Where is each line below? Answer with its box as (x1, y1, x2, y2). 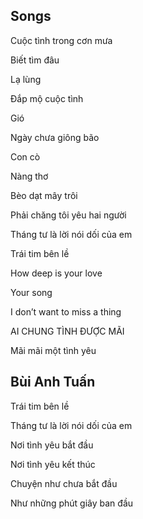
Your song (10, 286, 53, 298)
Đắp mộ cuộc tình (10, 92, 84, 104)
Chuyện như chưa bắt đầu (10, 477, 118, 489)
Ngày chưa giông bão (10, 131, 100, 143)
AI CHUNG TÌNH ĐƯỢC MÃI (10, 325, 125, 337)
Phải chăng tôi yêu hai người (10, 209, 127, 221)
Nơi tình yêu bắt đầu (10, 439, 94, 451)
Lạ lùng (10, 73, 42, 85)
